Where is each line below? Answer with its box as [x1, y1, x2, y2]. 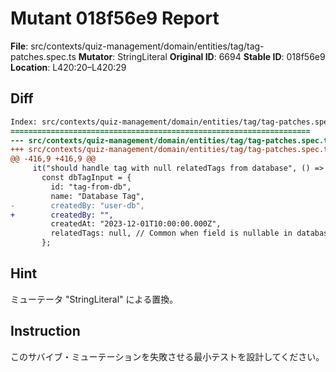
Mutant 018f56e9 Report [10, 7, 220, 30]
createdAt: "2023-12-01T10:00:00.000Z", [50, 219, 222, 229]
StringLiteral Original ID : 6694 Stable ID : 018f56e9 [117, 50, 326, 62]
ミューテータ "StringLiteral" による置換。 [10, 293, 179, 305]
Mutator [78, 50, 113, 62]
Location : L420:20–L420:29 [10, 61, 127, 73]
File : [10, 40, 29, 52]
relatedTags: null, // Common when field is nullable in [50, 228, 293, 239]
